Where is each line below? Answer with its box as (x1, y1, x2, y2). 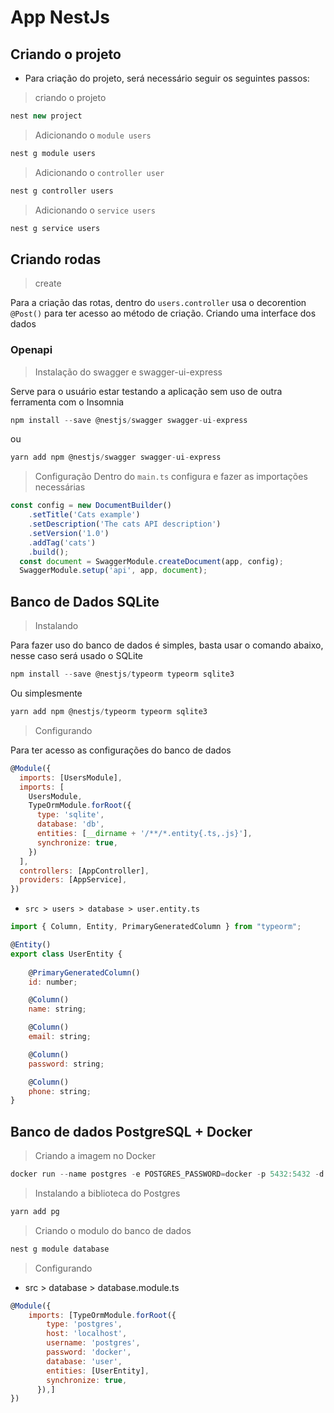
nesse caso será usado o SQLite (10, 650, 144, 662)
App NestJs (10, 6, 110, 29)
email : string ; (28, 1032, 92, 1042)
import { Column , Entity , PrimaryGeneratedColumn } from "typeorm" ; (10, 922, 302, 932)
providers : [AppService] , (19, 875, 128, 885)
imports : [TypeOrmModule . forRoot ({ (28, 1310, 177, 1320)
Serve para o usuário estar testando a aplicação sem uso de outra (10, 385, 283, 397)
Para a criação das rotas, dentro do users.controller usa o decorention (10, 297, 307, 309)
